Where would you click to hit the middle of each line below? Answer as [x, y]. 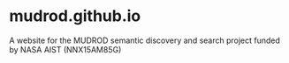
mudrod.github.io [75, 16]
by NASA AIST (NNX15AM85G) [65, 49]
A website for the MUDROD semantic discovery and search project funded [145, 40]
